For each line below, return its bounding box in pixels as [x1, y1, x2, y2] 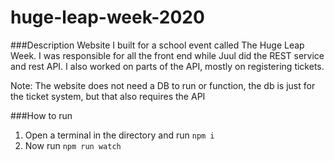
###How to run [10, 109, 73, 121]
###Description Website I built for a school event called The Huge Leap [10, 39, 305, 51]
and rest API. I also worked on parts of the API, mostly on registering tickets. [10, 60, 325, 72]
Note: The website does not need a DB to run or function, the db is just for [10, 79, 316, 91]
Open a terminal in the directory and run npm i [24, 129, 215, 141]
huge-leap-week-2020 [10, 6, 205, 29]
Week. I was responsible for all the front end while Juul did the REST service [10, 49, 325, 61]
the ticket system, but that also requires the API [10, 90, 206, 102]
